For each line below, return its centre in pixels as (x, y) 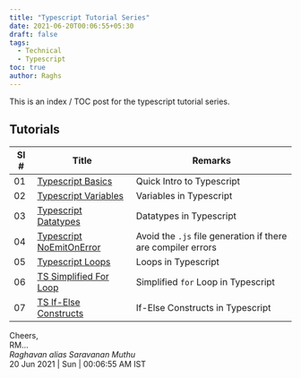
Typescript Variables (80, 195)
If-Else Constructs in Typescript (203, 307)
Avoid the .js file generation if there (211, 236)
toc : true (28, 68)
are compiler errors (176, 247)
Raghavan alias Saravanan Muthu (73, 354)
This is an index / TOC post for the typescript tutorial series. (120, 101)
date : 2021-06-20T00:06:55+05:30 (72, 26)
